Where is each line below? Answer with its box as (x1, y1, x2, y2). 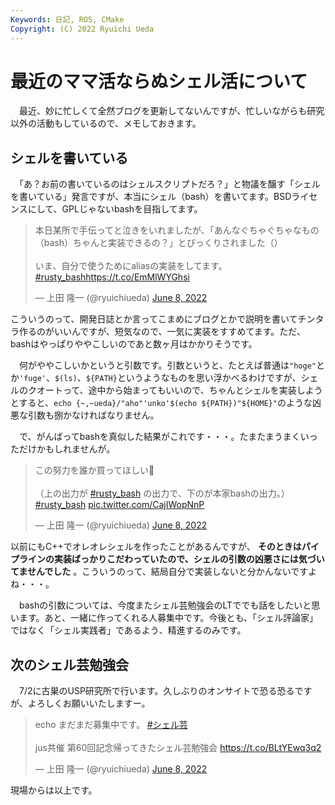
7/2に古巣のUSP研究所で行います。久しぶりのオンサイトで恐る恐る (18, 685, 295, 697)
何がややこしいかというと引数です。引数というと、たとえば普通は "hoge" (18, 359, 317, 371)
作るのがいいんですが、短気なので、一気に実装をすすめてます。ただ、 (18, 326, 306, 338)
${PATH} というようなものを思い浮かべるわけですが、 (85, 372, 302, 384)
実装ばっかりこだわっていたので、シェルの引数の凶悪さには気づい (53, 553, 325, 565)
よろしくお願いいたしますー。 (27, 697, 151, 710)
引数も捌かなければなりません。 (27, 409, 160, 421)
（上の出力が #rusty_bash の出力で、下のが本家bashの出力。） (34, 487, 290, 500)
